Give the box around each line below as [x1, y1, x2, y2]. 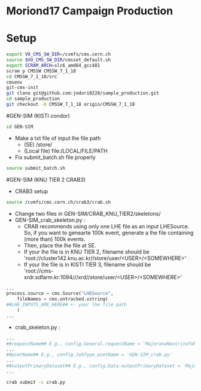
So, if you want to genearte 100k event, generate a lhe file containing [23, 229, 194, 236]
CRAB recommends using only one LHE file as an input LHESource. [23, 222, 190, 230]
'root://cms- [23, 267, 54, 274]
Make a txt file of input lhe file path [14, 135, 101, 142]
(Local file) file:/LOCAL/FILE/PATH [23, 147, 108, 154]
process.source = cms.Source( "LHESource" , [6, 291, 114, 297]
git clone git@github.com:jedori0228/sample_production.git [6, 90, 160, 96]
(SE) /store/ [23, 140, 53, 148]
